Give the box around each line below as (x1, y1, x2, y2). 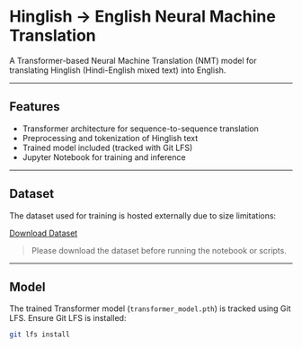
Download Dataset (9, 228, 78, 238)
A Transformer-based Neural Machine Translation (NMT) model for (9, 55, 257, 66)
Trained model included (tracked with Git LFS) (22, 142, 193, 153)
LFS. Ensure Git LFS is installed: (9, 313, 127, 324)
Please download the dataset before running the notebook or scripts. (31, 245, 288, 255)
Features (9, 99, 60, 114)
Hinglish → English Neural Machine (9, 6, 276, 27)
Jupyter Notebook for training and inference (22, 151, 186, 163)
